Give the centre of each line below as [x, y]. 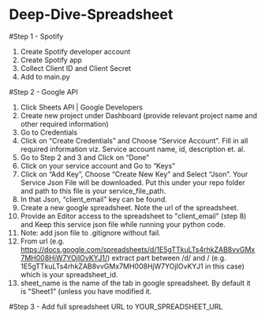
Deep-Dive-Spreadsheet [91, 15]
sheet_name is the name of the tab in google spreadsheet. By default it [135, 283]
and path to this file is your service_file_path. [93, 191]
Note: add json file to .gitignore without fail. [90, 232]
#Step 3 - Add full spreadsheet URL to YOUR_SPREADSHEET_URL [116, 306]
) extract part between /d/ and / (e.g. [167, 258]
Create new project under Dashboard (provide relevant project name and [139, 115]
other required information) [64, 124]
